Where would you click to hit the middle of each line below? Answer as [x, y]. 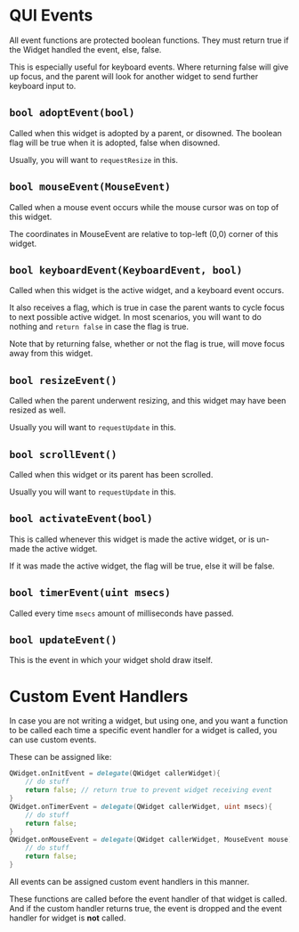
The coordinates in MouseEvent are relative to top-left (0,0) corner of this [144, 233]
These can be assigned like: [61, 757]
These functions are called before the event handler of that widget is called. [148, 899]
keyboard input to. [43, 86]
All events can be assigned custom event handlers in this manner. [129, 881]
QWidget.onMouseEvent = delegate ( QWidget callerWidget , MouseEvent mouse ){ [153, 840]
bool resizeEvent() [63, 380]
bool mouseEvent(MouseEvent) [90, 187]
